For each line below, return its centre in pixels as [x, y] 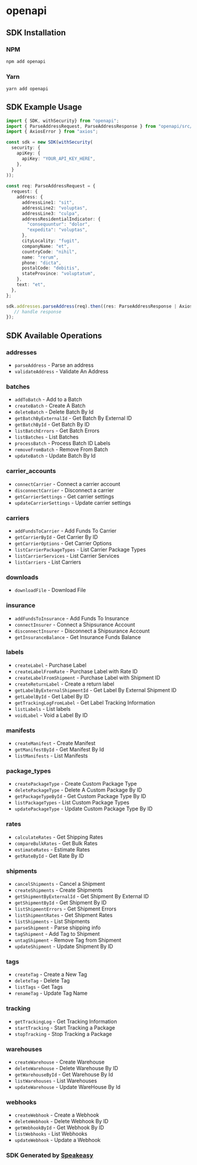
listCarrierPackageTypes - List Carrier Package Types [80, 550]
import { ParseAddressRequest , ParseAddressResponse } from [81, 126]
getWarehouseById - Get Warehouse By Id [64, 1074]
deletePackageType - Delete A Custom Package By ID [78, 790]
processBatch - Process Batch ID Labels [62, 444]
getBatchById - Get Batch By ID [52, 425]
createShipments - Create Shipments [59, 890]
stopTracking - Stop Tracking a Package [63, 1034]
